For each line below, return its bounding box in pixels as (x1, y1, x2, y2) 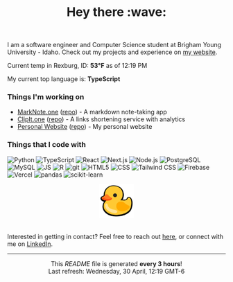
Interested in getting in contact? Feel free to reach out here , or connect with (7, 232, 224, 240)
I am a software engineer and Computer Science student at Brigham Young (7, 40, 222, 49)
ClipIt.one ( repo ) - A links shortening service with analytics (17, 115, 186, 123)
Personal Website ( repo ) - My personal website (17, 123, 153, 131)
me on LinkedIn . (7, 240, 53, 248)
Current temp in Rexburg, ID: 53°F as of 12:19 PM (7, 61, 148, 69)
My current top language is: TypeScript (7, 74, 121, 83)
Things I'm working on (7, 91, 85, 101)
